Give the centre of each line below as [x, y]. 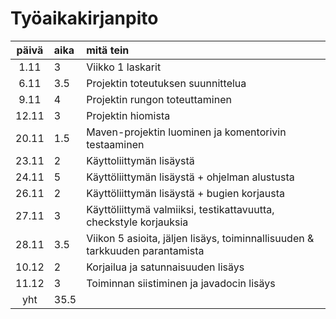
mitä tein [108, 50]
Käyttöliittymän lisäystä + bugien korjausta [186, 193]
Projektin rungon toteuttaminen [159, 99]
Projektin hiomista [128, 115]
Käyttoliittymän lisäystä [140, 160]
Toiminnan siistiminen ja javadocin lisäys [181, 283]
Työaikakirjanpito [84, 18]
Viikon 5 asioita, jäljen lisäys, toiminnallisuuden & [200, 238]
